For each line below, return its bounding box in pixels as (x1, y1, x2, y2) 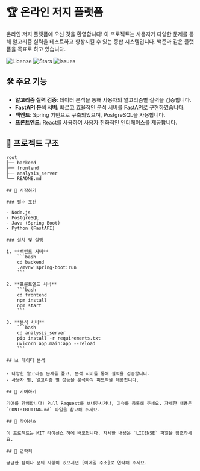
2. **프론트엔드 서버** (6, 281, 57, 287)
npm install (17, 297, 47, 303)
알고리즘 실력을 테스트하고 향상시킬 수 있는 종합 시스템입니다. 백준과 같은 (12, 37, 183, 45)
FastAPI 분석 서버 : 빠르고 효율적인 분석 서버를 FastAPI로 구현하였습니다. (14, 104, 185, 111)
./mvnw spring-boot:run (17, 264, 77, 270)
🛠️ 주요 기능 (6, 76, 47, 87)
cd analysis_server (17, 329, 66, 336)
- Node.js (6, 209, 31, 216)
